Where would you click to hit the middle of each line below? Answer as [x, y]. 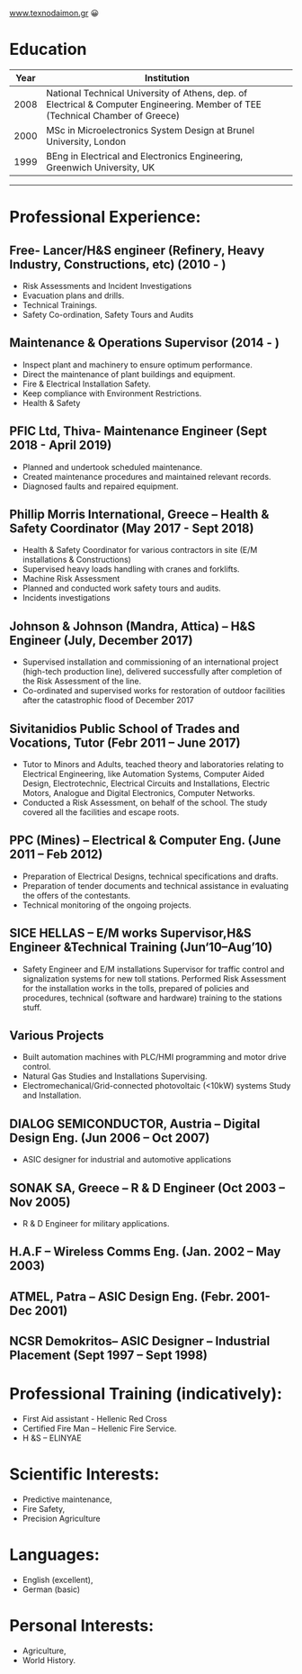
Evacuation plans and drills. [73, 295]
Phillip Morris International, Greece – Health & [139, 514]
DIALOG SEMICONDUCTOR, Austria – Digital [135, 1123]
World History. [49, 1660]
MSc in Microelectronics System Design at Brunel [150, 130]
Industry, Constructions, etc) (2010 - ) [118, 264]
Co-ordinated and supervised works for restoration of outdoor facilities [154, 691]
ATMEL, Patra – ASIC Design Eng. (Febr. [121, 1296]
